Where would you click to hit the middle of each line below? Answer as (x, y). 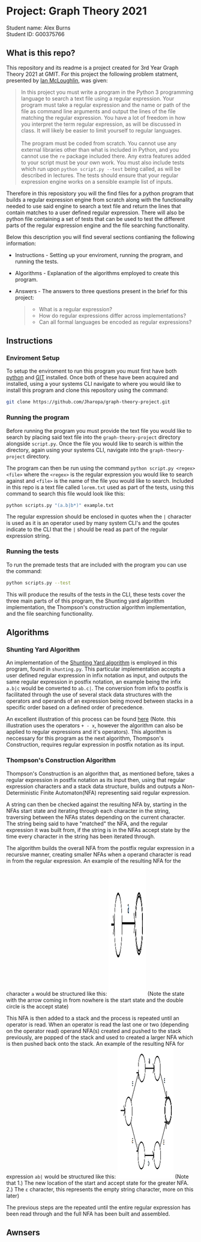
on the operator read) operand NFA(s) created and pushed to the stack (94, 1031)
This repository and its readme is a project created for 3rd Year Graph (92, 67)
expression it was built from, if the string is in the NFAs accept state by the (98, 830)
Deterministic (23, 792)
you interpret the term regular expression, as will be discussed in (101, 124)
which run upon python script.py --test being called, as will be (101, 169)
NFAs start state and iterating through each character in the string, (88, 810)
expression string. (28, 536)
